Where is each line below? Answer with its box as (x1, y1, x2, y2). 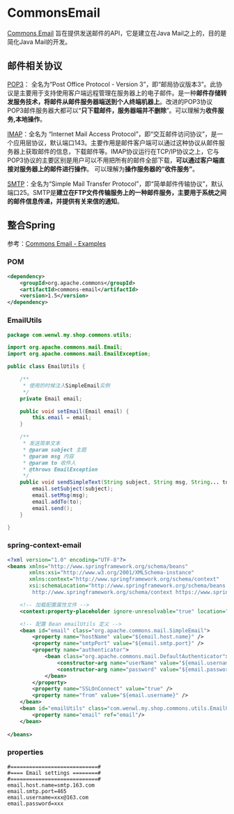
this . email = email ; (32, 414, 92, 421)
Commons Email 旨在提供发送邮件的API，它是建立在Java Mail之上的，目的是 (7, 29, 227, 37)
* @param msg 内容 (22, 453, 75, 460)
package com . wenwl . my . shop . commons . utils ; (7, 331, 132, 338)
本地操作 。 (15, 115, 47, 123)
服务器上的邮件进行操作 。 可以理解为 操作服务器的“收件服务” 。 (19, 164, 198, 173)
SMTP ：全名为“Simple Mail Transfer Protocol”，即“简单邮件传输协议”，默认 (7, 180, 224, 188)
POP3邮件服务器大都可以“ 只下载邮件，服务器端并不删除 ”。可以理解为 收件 (7, 106, 218, 115)
